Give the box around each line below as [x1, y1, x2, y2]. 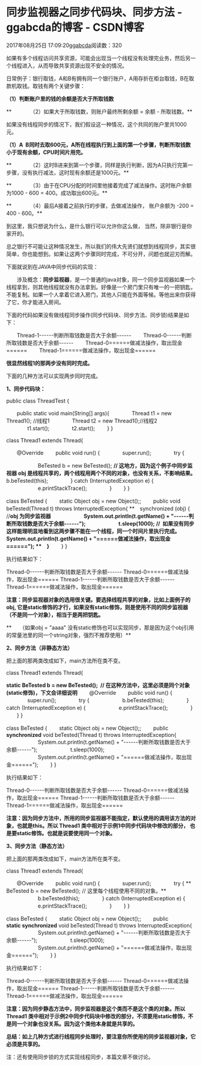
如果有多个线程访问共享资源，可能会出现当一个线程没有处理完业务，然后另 [6, 54, 191, 61]
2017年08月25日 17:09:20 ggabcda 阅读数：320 [6, 42, 122, 49]
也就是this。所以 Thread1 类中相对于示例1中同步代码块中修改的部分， [16, 822, 189, 829]
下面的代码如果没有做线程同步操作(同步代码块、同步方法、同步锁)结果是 [6, 311, 185, 318]
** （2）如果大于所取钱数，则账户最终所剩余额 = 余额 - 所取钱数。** [6, 108, 193, 115]
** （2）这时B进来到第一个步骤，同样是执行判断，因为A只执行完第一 [6, 161, 194, 169]
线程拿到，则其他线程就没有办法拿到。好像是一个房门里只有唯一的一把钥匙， [6, 283, 196, 290]
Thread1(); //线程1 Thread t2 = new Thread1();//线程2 [6, 417, 158, 424]
